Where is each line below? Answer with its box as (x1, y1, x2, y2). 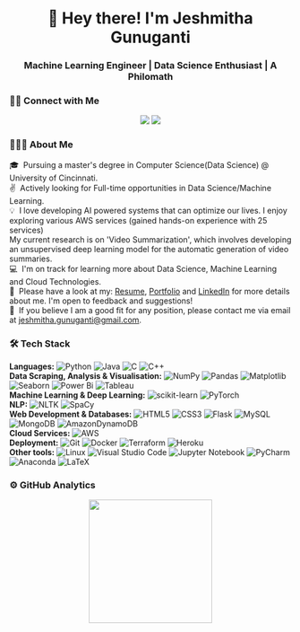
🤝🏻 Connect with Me (9, 94, 100, 107)
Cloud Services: (9, 428, 71, 438)
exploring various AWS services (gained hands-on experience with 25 (9, 215, 268, 225)
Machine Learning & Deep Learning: (9, 390, 146, 400)
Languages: (9, 361, 56, 372)
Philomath (127, 71, 174, 83)
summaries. (9, 253, 53, 264)
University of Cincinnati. (9, 172, 99, 183)
